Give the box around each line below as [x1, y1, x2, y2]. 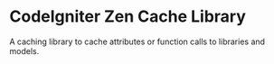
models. [9, 45, 40, 56]
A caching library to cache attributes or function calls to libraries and [9, 36, 265, 47]
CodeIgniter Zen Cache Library [9, 6, 247, 27]
